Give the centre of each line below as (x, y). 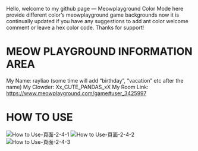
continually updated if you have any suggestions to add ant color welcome (97, 21)
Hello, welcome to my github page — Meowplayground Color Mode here (95, 9)
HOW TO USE (40, 117)
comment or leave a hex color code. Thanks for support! (75, 27)
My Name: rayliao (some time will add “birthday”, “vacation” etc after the (95, 80)
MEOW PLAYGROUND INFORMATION (99, 51)
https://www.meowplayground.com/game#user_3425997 (76, 93)
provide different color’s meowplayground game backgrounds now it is (93, 15)
